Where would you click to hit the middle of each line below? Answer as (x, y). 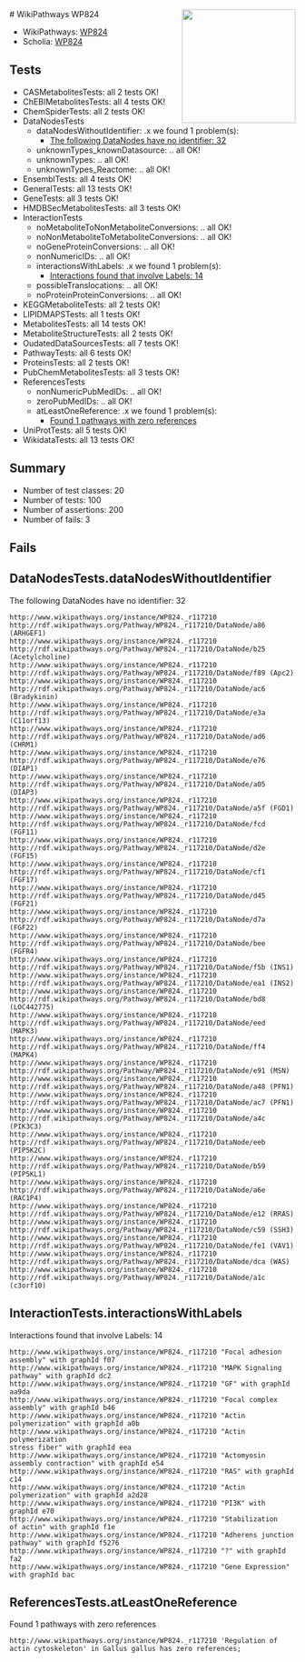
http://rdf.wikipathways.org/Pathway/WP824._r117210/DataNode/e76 (138, 760)
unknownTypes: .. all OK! (82, 159)
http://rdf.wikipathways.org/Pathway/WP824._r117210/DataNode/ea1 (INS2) (152, 983)
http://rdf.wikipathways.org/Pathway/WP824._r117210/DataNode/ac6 (138, 689)
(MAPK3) (24, 1031)
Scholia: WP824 (53, 41)
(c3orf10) (28, 1286)
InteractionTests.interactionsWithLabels (126, 1313)
